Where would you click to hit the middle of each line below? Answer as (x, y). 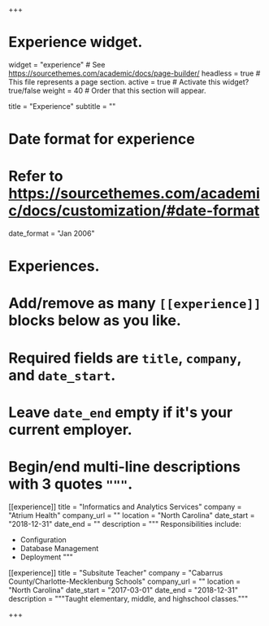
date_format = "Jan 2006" (52, 233)
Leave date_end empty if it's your (121, 412)
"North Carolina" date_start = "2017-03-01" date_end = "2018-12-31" (123, 589)
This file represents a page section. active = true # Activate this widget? (129, 81)
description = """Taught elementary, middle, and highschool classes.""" (128, 598)
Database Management (59, 548)
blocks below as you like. (95, 321)
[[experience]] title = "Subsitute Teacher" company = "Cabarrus (116, 572)
